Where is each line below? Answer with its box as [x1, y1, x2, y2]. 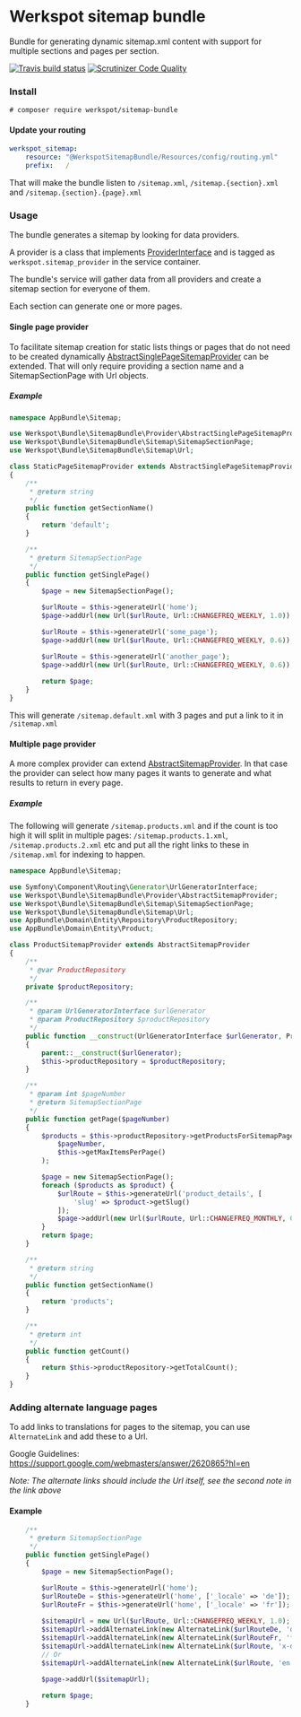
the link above [9, 1485, 62, 1495]
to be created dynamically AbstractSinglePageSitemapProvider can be [9, 351, 269, 362]
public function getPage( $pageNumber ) [25, 1114, 170, 1123]
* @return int [29, 1329, 82, 1338]
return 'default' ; [41, 520, 110, 530]
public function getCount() [25, 1347, 130, 1355]
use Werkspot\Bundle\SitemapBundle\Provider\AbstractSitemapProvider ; [9, 891, 279, 900]
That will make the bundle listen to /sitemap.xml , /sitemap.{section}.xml [9, 178, 279, 188]
